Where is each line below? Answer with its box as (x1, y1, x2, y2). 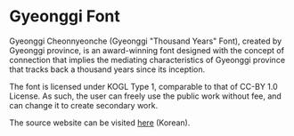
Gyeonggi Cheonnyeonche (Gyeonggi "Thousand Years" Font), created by (9, 36, 282, 46)
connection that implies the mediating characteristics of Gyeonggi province (9, 54, 286, 65)
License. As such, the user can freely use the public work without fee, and (9, 91, 282, 101)
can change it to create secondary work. (9, 100, 159, 110)
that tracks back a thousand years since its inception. (9, 64, 206, 75)
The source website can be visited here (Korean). (9, 117, 191, 128)
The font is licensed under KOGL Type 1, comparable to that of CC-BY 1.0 (9, 81, 278, 92)
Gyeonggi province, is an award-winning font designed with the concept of (9, 44, 285, 55)
